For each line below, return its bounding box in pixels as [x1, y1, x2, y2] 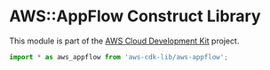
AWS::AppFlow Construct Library [9, 6, 261, 27]
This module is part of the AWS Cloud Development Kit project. [9, 35, 240, 46]
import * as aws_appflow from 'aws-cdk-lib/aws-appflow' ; [9, 52, 228, 61]
